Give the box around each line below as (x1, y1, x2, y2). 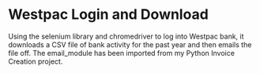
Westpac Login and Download (8, 6, 209, 24)
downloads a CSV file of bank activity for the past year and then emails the (8, 39, 252, 49)
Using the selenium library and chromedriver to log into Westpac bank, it (8, 31, 244, 41)
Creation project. (8, 57, 63, 66)
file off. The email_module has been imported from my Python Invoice (8, 48, 236, 57)
